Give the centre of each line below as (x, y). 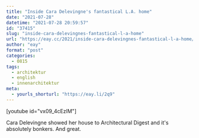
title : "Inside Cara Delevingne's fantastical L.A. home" (79, 12)
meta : (13, 89)
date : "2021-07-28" (30, 17)
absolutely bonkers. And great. (44, 129)
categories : (21, 56)
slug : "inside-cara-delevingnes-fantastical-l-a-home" (75, 34)
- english (23, 78)
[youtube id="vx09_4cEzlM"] (41, 111)
